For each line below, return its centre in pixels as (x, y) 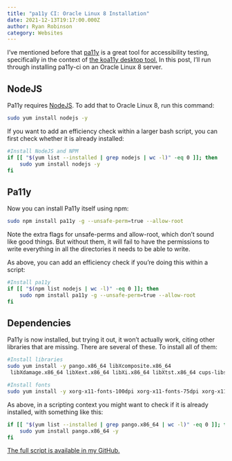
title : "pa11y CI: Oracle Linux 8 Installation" (78, 13)
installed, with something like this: (55, 412)
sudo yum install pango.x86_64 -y (69, 431)
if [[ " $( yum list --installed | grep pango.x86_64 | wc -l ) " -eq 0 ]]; (114, 424)
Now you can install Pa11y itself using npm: (68, 208)
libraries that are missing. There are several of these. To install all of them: (112, 347)
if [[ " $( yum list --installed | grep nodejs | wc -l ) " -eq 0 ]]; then (113, 157)
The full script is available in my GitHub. (64, 451)
